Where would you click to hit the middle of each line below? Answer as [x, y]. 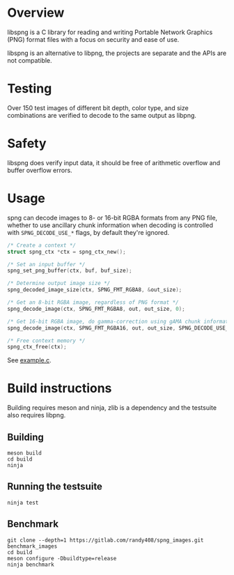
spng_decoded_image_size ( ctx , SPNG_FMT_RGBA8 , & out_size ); [95, 290]
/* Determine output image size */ [59, 284]
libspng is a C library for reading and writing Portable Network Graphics [110, 32]
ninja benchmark [31, 565]
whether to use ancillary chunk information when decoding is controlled [110, 225]
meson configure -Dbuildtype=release [62, 558]
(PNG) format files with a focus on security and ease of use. [93, 39]
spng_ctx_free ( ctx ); [37, 347]
